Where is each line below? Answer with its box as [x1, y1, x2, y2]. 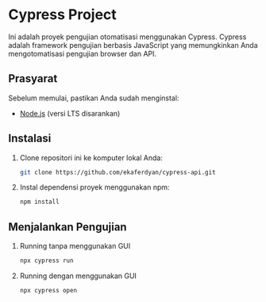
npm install [19, 198, 60, 206]
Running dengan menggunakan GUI [19, 271, 137, 280]
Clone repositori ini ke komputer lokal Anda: [19, 153, 163, 163]
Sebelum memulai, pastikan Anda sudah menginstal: [8, 93, 179, 103]
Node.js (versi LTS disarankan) [19, 108, 121, 118]
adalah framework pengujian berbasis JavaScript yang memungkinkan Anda [8, 40, 258, 49]
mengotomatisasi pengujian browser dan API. [8, 49, 157, 58]
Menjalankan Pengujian [8, 220, 127, 233]
